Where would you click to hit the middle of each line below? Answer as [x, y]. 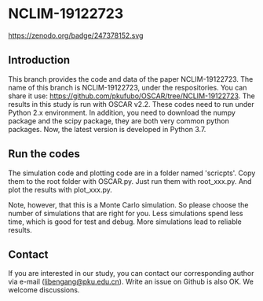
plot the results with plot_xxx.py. [60, 189]
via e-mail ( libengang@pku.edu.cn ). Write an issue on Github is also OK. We [131, 282]
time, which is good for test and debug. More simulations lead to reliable [125, 222]
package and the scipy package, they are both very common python [119, 121]
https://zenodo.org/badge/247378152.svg [76, 35]
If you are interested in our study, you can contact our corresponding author [131, 273]
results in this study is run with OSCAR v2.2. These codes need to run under [131, 104]
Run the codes [44, 154]
